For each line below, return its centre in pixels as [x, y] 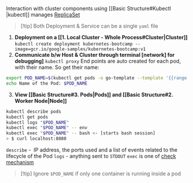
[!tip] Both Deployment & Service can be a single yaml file [89, 26]
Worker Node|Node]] [41, 101]
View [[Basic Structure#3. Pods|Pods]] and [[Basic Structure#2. [94, 94]
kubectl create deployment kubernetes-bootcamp [73, 44]
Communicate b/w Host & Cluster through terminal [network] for [94, 55]
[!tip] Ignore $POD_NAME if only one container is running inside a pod [101, 174]
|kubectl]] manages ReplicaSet [43, 15]
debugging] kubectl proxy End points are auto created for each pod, [98, 61]
